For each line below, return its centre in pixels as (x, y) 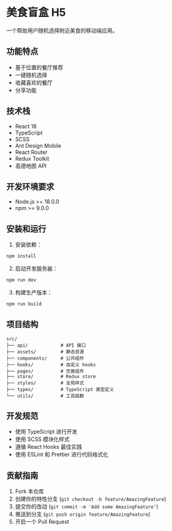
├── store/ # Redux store (51, 377)
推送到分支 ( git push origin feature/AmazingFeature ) (82, 514)
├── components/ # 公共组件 (45, 358)
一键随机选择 (31, 75)
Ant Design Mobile (38, 145)
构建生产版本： (34, 292)
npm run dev (21, 280)
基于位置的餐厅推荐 (39, 67)
